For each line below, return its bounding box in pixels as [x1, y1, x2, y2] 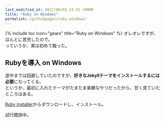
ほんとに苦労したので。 [5, 36, 53, 42]
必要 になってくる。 [5, 79, 44, 85]
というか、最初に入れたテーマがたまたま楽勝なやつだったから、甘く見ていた [5, 85, 160, 91]
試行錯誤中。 [5, 112, 31, 118]
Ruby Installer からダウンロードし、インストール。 [5, 101, 106, 107]
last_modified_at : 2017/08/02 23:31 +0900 [5, 7, 94, 12]
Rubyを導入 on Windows [5, 59, 82, 67]
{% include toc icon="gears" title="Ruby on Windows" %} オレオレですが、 [5, 30, 159, 36]
